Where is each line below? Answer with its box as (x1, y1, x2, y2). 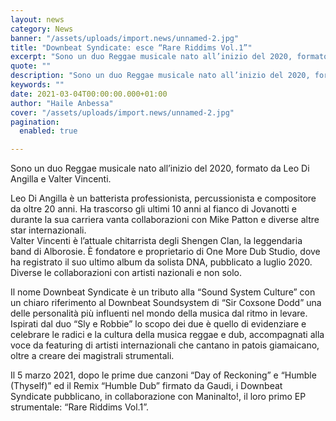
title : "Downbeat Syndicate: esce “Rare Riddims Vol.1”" (10, 42, 253, 53)
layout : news (10, 14, 65, 25)
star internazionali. (10, 224, 87, 236)
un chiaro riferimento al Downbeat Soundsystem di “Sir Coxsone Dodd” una (10, 297, 322, 309)
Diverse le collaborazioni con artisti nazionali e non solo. (10, 267, 243, 279)
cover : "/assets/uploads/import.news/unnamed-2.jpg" (10, 107, 235, 118)
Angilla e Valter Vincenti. (10, 173, 112, 185)
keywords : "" (10, 80, 65, 90)
